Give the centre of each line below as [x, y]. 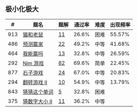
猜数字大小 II [38, 101]
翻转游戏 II [35, 82]
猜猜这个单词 [38, 92]
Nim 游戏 [33, 63]
